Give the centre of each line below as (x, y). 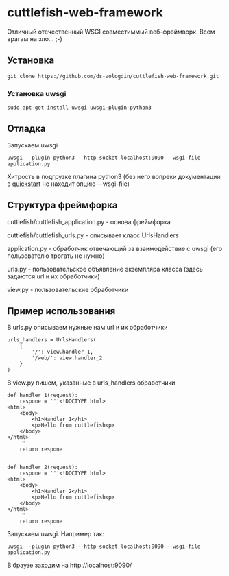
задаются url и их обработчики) (54, 276)
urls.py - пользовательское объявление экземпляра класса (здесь (105, 269)
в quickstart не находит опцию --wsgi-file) (69, 184)
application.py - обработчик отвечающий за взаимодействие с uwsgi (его (115, 248)
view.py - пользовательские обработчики (68, 289)
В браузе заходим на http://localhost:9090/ (70, 565)
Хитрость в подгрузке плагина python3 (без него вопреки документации (114, 176)
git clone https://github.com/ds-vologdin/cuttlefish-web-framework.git (113, 76)
